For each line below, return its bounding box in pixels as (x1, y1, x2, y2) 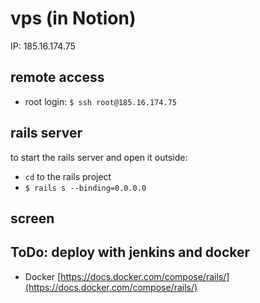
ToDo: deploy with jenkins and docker (10, 244, 251, 261)
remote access (10, 69, 105, 86)
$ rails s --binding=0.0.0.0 (24, 183, 147, 193)
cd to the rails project (24, 170, 112, 182)
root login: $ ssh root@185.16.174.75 (24, 95, 177, 107)
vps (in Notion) (10, 7, 137, 30)
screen (10, 210, 55, 227)
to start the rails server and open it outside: (10, 151, 188, 163)
